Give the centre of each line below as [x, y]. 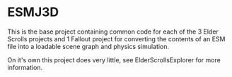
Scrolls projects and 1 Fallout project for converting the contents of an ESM [116, 38]
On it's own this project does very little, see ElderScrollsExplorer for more [114, 59]
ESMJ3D [33, 12]
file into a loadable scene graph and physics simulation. [88, 46]
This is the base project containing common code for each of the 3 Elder [113, 31]
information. [25, 67]
